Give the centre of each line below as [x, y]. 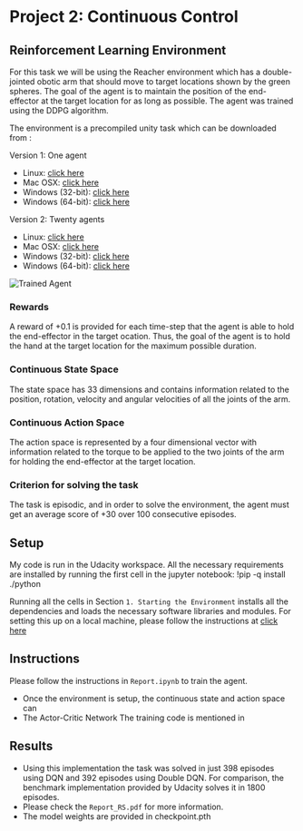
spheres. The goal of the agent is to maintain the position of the [128, 91]
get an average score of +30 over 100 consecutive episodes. [123, 514]
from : [20, 137]
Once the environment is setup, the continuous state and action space [154, 698]
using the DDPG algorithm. [59, 110]
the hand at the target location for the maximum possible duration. [133, 346]
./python [25, 584]
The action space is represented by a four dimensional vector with [133, 442]
